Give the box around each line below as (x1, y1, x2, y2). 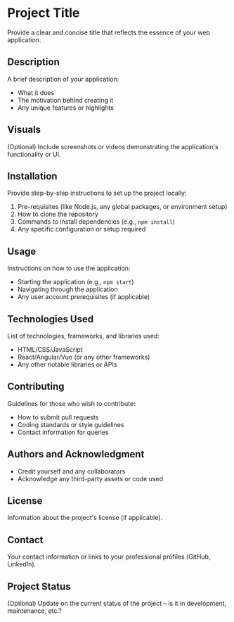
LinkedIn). (7, 560, 37, 569)
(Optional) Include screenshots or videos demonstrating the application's (7, 142, 219, 151)
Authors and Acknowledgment (7, 448, 145, 460)
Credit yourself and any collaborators (17, 467, 126, 476)
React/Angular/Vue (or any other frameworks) (17, 353, 150, 361)
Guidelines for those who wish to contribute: (7, 399, 136, 407)
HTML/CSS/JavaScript (17, 345, 83, 353)
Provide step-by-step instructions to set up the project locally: (7, 189, 187, 198)
